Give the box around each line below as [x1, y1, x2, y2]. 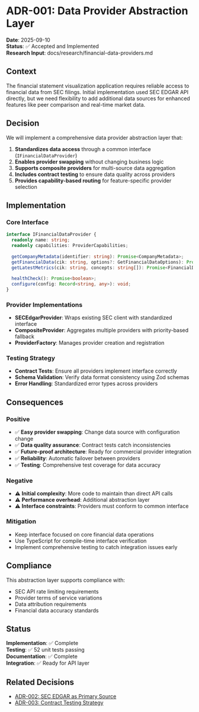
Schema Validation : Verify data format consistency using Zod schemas [14, 374, 190, 381]
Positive [6, 415, 30, 423]
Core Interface [6, 218, 49, 226]
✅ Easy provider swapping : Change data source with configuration [14, 428, 180, 436]
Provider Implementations [6, 300, 83, 309]
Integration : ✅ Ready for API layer [6, 659, 90, 667]
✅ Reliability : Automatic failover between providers [14, 455, 140, 462]
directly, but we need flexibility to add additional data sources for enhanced [6, 95, 191, 102]
